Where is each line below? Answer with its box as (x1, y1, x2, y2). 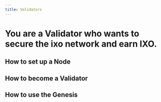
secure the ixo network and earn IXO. (5, 38, 157, 49)
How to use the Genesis (5, 90, 78, 99)
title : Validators (5, 7, 42, 12)
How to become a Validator (5, 74, 88, 83)
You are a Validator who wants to (5, 28, 139, 39)
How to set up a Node (5, 58, 71, 66)
